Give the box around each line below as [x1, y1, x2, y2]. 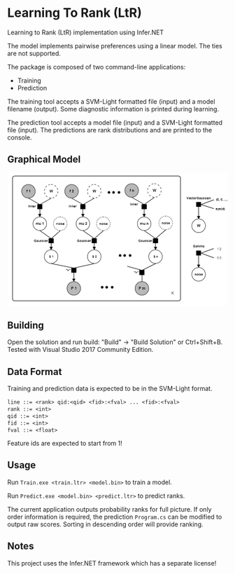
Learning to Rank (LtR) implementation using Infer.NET [7, 28, 164, 36]
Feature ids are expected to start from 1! [7, 439, 122, 448]
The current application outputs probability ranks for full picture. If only [7, 505, 212, 513]
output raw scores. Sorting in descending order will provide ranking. [7, 520, 204, 528]
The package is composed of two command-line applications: [7, 62, 186, 71]
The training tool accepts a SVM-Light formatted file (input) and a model [7, 97, 215, 106]
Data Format [7, 366, 62, 378]
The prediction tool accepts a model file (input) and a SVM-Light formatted [7, 118, 222, 127]
